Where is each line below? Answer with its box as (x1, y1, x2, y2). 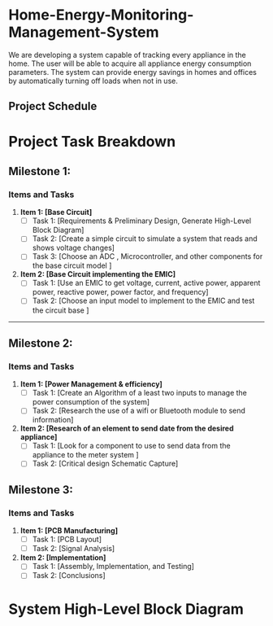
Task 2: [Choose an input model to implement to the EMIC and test (32, 295, 255, 306)
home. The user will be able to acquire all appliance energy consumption (8, 59, 252, 68)
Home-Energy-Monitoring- (8, 6, 194, 24)
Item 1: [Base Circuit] (19, 208, 93, 217)
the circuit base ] (32, 305, 89, 315)
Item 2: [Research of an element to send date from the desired (19, 423, 234, 433)
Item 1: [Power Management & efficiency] (19, 379, 162, 389)
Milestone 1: (8, 164, 71, 178)
